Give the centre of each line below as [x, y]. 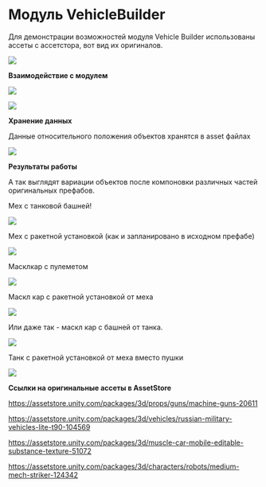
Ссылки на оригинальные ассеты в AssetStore [90, 388]
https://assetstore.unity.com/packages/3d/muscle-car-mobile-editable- [126, 442]
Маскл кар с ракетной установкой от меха [81, 297]
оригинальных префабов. [52, 190]
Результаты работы [43, 166]
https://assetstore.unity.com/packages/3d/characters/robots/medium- [124, 466]
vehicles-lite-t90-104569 [49, 427]
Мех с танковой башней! [50, 205]
